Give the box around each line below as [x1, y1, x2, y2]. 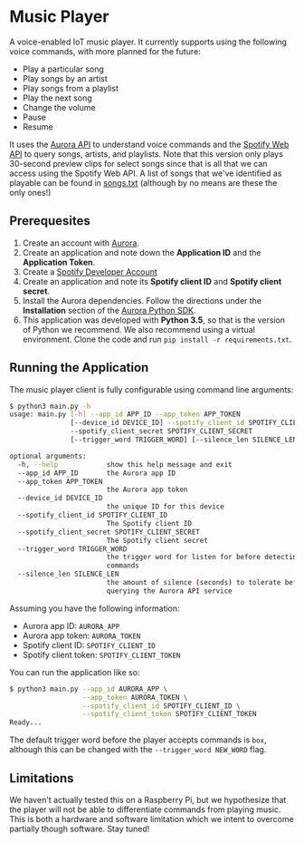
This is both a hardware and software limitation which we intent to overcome [9, 814, 294, 824]
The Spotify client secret [106, 536, 208, 545]
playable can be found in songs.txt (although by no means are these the [9, 177, 278, 188]
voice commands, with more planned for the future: [9, 45, 201, 56]
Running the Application [9, 360, 149, 375]
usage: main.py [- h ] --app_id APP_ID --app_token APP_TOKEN [9, 410, 242, 419]
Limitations [9, 770, 74, 786]
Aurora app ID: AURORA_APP [22, 620, 120, 631]
